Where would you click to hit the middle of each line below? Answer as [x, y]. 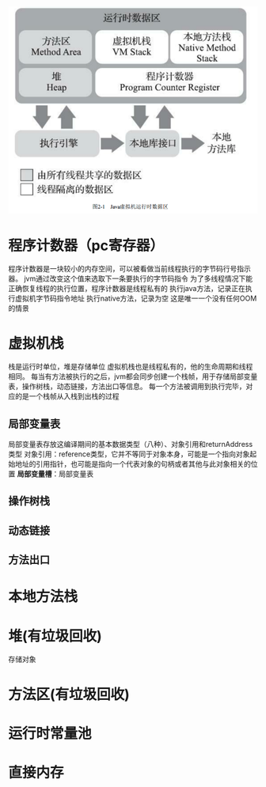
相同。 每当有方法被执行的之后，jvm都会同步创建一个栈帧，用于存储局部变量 [133, 376]
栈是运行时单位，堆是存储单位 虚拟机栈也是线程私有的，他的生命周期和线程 [131, 367]
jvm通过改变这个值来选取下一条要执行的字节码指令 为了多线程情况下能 [138, 278]
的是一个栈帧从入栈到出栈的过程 [67, 396]
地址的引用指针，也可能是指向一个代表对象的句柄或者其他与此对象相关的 [133, 464]
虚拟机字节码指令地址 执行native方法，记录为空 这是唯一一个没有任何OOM [136, 298]
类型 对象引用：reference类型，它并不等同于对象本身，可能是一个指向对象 [129, 454]
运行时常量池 [50, 733]
